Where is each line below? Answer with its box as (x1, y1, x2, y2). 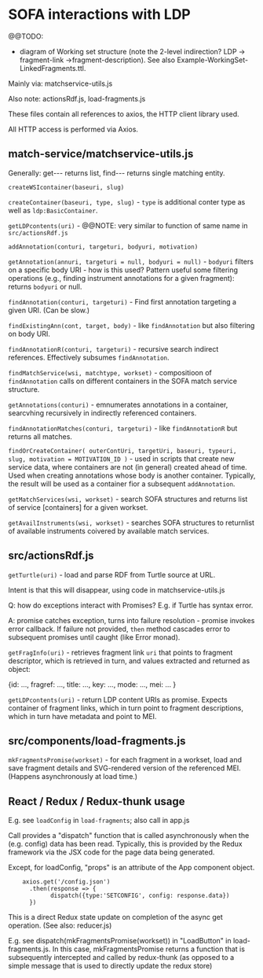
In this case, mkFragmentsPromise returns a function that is (52, 944, 246, 954)
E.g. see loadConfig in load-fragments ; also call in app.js (8, 816, 190, 825)
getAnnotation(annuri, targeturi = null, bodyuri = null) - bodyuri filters (8, 256, 254, 266)
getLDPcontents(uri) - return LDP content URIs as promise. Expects (8, 695, 228, 704)
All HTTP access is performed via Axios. (8, 124, 139, 134)
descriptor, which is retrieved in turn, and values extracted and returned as (8, 655, 250, 666)
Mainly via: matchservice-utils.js (8, 79, 113, 88)
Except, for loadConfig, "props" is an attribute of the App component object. (8, 863, 255, 873)
